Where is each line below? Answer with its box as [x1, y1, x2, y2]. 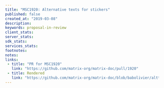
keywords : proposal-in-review [5, 25, 67, 30]
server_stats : [5, 35, 34, 40]
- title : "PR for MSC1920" [7, 62, 62, 66]
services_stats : [5, 44, 38, 48]
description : [5, 21, 32, 26]
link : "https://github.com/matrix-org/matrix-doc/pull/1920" [11, 66, 139, 71]
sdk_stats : [5, 39, 27, 44]
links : [5, 57, 19, 62]
